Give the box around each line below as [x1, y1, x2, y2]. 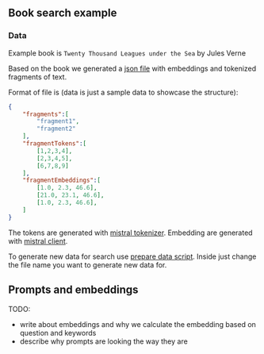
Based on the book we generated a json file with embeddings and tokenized [8, 63, 257, 73]
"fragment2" [36, 125, 77, 133]
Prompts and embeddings [8, 283, 139, 297]
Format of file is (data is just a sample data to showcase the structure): [8, 87, 239, 97]
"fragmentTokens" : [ [22, 140, 87, 148]
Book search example [8, 6, 117, 20]
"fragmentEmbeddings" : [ [22, 176, 101, 185]
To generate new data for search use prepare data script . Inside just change [8, 252, 257, 261]
